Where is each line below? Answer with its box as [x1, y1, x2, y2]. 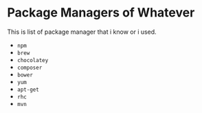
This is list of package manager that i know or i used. [7, 28, 157, 36]
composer [16, 64, 43, 71]
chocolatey [16, 56, 49, 63]
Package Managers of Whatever [7, 5, 195, 21]
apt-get [16, 86, 39, 93]
